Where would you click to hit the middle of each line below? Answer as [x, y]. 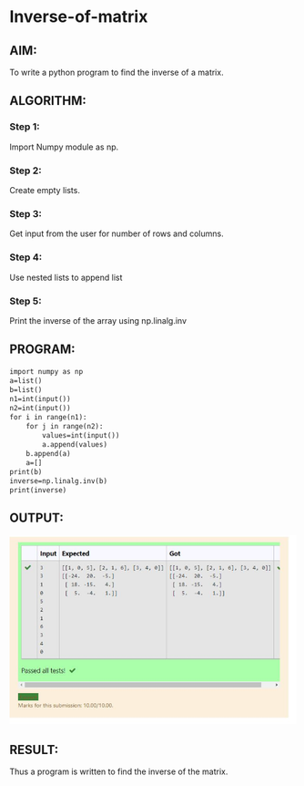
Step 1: [25, 127]
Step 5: [26, 301]
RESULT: [34, 750]
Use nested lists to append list [66, 277]
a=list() [26, 380]
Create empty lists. [45, 190]
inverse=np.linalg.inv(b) [58, 481]
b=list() [26, 389]
